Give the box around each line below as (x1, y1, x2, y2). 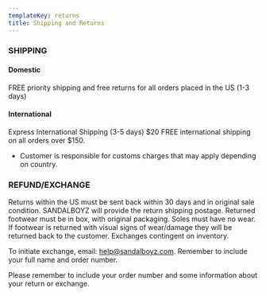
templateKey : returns (8, 11, 80, 20)
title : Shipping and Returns (8, 19, 105, 27)
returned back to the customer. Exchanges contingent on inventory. (8, 232, 229, 241)
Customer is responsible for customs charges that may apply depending (19, 150, 256, 160)
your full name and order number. (8, 255, 118, 265)
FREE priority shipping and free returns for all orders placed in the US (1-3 (8, 83, 250, 92)
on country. (19, 159, 58, 169)
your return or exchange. (8, 279, 90, 289)
